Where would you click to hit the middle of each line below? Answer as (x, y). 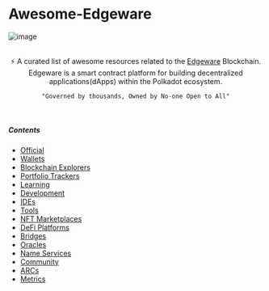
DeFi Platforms (45, 227)
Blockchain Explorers (55, 167)
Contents (24, 129)
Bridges (33, 236)
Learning (35, 184)
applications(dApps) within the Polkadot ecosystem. (136, 81)
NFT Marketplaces (51, 218)
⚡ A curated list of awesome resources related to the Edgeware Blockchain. (136, 61)
